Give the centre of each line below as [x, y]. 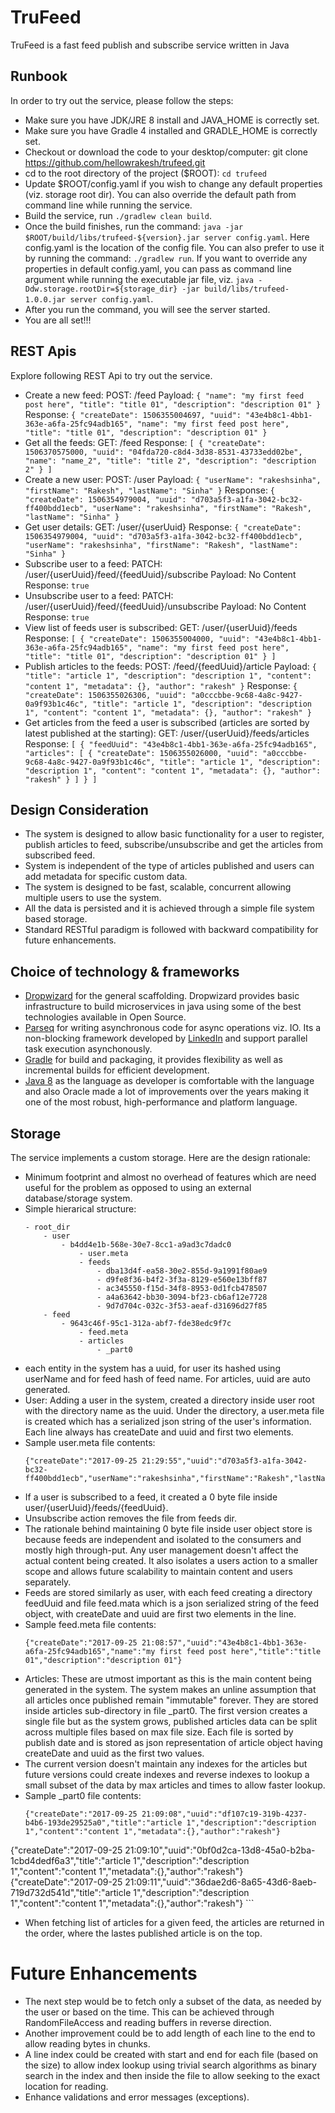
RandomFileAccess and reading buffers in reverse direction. [148, 2022]
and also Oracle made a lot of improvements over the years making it [167, 1092]
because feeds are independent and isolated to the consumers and [163, 1539]
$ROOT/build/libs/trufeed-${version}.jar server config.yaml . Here [167, 237]
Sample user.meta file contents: [90, 1442]
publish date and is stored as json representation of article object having [173, 1742]
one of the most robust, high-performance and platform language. [161, 1102]
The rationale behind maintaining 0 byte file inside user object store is [168, 1529]
